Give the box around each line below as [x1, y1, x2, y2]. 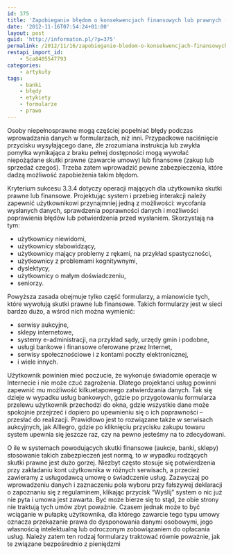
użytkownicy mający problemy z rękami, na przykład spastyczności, [17, 249, 212, 257]
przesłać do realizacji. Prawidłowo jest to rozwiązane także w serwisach [7, 415, 214, 424]
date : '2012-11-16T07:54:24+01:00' [7, 23, 110, 30]
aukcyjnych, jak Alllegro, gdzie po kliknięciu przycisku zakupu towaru [7, 422, 205, 431]
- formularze [19, 101, 58, 108]
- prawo [19, 107, 42, 114]
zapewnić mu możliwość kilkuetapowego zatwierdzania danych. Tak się [7, 385, 213, 394]
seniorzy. [17, 279, 44, 287]
